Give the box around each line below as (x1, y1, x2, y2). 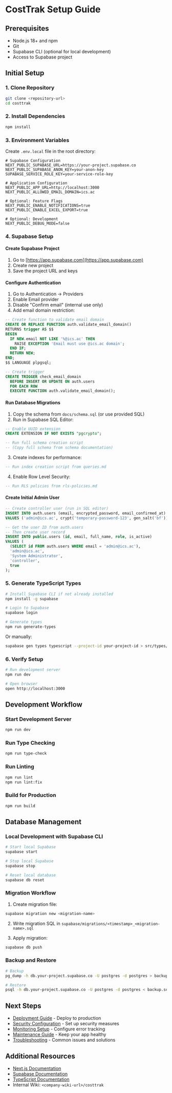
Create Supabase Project (5, 245, 60, 252)
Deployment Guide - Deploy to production (12, 1015, 101, 1021)
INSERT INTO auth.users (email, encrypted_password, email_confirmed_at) (5, 510, 166, 516)
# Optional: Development (5, 216, 58, 222)
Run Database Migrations (5, 399, 60, 406)
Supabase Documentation (12, 1070, 68, 1077)
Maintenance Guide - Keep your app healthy (12, 1031, 106, 1038)
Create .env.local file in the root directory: (5, 148, 96, 154)
